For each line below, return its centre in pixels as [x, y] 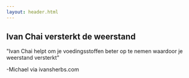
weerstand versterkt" [33, 58]
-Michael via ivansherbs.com [43, 69]
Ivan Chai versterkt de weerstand [71, 37]
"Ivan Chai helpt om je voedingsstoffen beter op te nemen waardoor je [94, 51]
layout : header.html [33, 12]
